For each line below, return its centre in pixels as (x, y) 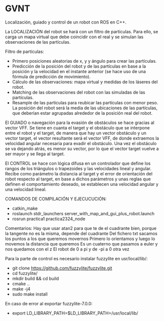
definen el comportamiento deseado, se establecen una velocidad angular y (82, 184)
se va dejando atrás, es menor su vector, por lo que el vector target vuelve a (82, 148)
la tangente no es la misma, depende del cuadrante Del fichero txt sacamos (81, 233)
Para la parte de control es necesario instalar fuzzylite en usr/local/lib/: (76, 258)
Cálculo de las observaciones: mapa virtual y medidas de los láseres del (85, 82)
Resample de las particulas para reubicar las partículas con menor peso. (85, 102)
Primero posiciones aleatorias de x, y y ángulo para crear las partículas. (84, 61)
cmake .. (21, 284)
